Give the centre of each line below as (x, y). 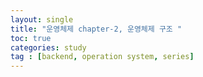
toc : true (31, 38)
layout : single (42, 19)
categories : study (48, 47)
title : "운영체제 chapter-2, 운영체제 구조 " (96, 29)
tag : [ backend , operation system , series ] (102, 57)
